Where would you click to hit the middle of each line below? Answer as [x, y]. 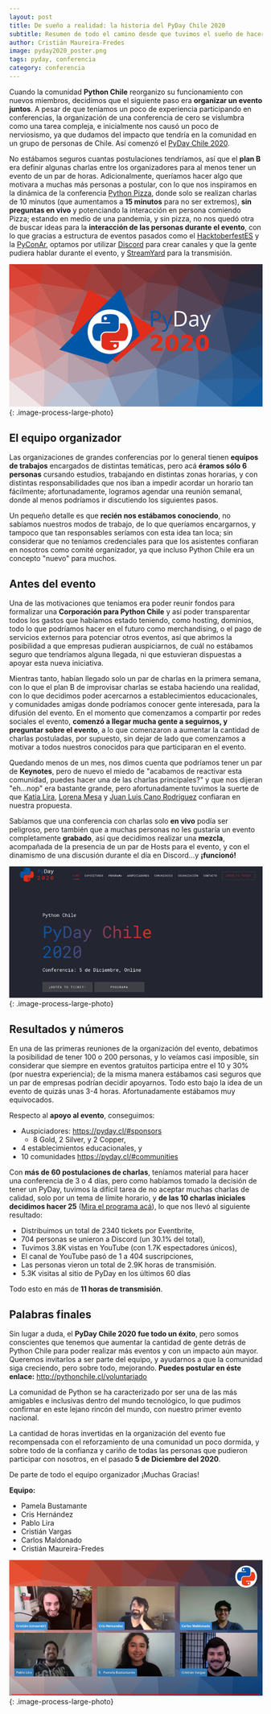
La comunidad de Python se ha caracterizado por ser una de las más [123, 1392]
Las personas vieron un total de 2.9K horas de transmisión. [118, 1265]
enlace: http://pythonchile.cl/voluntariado [78, 1377]
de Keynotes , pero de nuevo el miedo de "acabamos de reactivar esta [125, 771]
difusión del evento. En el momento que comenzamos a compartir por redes [135, 713]
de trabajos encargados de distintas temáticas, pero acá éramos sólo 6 [128, 466]
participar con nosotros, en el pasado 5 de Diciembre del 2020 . [115, 1459]
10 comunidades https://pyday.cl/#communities [99, 1157]
